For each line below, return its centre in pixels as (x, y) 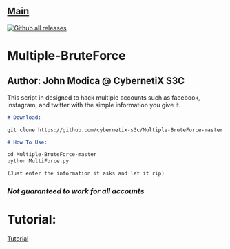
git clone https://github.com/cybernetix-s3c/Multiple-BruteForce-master (115, 130)
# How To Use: (28, 142)
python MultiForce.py (38, 161)
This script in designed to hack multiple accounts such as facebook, (104, 97)
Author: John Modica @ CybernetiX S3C (96, 81)
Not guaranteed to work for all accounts (76, 191)
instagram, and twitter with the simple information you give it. (94, 105)
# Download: (24, 117)
